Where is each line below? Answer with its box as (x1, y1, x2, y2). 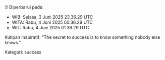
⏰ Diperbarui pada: (4, 4, 44, 10)
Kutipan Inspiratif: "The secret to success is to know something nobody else (4, 34, 161, 40)
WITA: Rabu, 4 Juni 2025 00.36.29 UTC (11, 19, 93, 25)
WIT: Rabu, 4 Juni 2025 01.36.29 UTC (11, 25, 89, 30)
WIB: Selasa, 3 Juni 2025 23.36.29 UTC (11, 14, 93, 20)
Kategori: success (4, 49, 42, 55)
